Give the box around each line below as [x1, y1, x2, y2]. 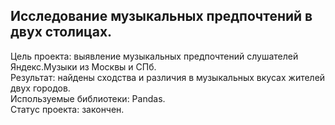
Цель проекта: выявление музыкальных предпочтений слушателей [10, 50, 299, 62]
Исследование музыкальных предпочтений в [10, 8, 313, 25]
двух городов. [10, 82, 71, 94]
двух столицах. [10, 24, 113, 41]
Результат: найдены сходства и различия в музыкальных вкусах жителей [10, 71, 326, 83]
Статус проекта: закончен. [10, 103, 125, 115]
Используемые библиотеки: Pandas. [10, 92, 166, 104]
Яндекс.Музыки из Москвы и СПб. [10, 60, 157, 73]
